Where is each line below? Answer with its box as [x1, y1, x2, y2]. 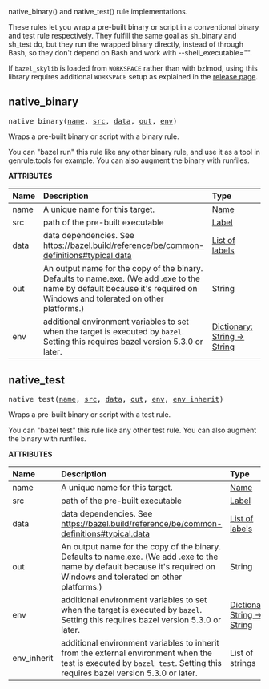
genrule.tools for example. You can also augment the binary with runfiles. [8, 156, 250, 165]
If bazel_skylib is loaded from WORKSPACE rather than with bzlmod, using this [8, 63, 258, 73]
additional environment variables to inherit [61, 637, 219, 648]
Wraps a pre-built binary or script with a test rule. [8, 409, 171, 419]
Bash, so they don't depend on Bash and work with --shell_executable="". [8, 48, 252, 57]
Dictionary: [211, 321, 254, 332]
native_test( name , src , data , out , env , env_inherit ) [8, 395, 224, 403]
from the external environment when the [61, 647, 212, 659]
